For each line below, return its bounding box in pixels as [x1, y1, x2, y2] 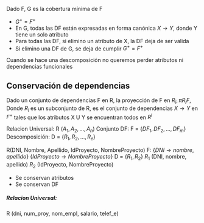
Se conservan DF [15, 180, 59, 188]
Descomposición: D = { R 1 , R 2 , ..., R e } [6, 133, 96, 142]
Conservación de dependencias [6, 80, 130, 91]
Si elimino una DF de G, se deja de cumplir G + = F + [15, 44, 144, 52]
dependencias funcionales [6, 63, 73, 70]
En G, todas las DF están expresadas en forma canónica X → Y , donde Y [15, 24, 198, 32]
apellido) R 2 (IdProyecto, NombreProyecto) [6, 160, 114, 170]
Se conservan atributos [15, 174, 74, 181]
